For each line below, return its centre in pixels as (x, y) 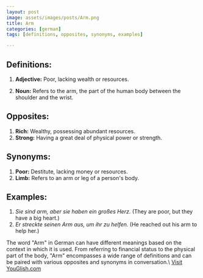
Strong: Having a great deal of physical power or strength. (89, 137)
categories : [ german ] (34, 29)
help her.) (27, 231)
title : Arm (20, 23)
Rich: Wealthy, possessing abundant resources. (75, 131)
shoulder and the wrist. (44, 97)
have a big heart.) (37, 218)
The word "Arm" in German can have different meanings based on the (94, 243)
